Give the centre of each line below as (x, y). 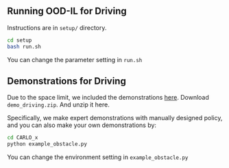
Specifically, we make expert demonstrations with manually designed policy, (115, 118)
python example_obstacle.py (47, 144)
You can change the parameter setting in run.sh (75, 59)
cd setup (20, 40)
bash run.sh (24, 46)
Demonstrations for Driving (67, 81)
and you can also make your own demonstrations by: (82, 125)
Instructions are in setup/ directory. (57, 27)
